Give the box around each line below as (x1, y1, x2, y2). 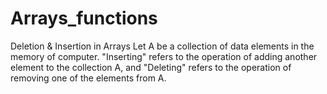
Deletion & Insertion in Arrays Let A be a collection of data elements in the (10, 40, 315, 52)
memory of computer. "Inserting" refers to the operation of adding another (10, 50, 318, 62)
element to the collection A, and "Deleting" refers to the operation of (10, 61, 292, 73)
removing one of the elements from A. (10, 72, 167, 84)
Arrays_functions (10, 7, 158, 30)
